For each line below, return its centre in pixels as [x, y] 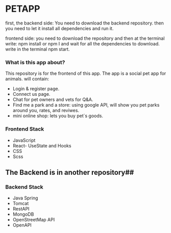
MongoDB [23, 214]
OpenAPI [22, 225]
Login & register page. [36, 89]
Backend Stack [24, 187]
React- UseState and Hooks [42, 145]
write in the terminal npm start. [38, 49]
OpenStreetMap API [34, 220]
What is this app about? [35, 62]
